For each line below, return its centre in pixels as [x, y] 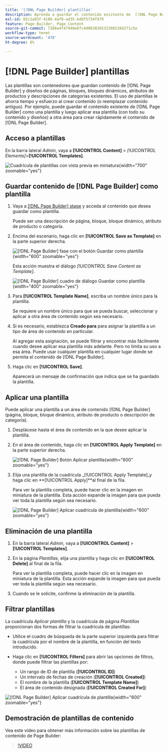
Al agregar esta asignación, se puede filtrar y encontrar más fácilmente [85, 341]
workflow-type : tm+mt [28, 33]
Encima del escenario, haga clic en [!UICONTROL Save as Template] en [87, 236]
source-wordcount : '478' [31, 38]
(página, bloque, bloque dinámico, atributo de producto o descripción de [80, 415]
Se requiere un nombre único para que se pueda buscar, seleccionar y [85, 311]
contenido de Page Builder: [33, 735]
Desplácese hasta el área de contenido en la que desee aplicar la [79, 430]
